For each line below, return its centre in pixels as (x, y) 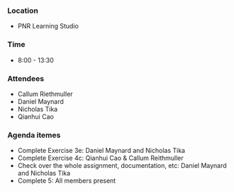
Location (23, 11)
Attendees (26, 78)
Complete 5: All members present (67, 181)
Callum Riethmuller (45, 94)
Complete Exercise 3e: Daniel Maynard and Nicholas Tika (101, 151)
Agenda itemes (34, 135)
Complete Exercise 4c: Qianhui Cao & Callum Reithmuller (100, 158)
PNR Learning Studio (48, 26)
